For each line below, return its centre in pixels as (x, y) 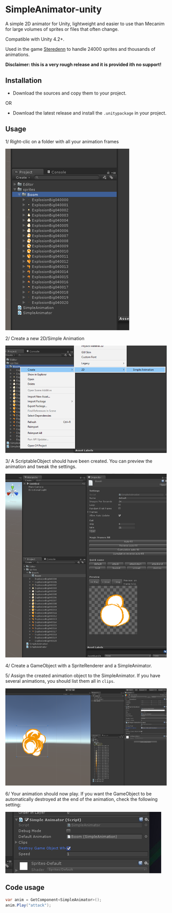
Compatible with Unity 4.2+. (35, 39)
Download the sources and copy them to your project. (70, 93)
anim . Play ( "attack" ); (28, 905)
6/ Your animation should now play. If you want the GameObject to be (79, 794)
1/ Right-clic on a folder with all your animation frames (62, 141)
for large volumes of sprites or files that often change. (62, 29)
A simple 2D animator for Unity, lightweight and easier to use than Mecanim (85, 24)
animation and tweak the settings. (41, 467)
